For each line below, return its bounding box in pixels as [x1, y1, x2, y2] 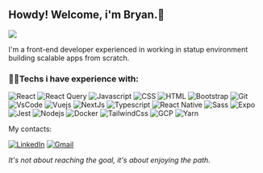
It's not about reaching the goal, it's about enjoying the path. [8, 155, 211, 165]
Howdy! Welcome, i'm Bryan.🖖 [8, 8, 165, 22]
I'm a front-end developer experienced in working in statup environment [8, 44, 248, 54]
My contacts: [8, 124, 52, 134]
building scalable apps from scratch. [8, 53, 130, 63]
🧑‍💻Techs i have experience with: [8, 73, 139, 84]
